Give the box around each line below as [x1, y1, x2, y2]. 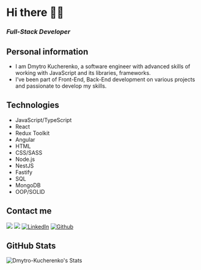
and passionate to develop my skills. [15, 82, 107, 90]
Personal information [6, 46, 89, 57]
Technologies [6, 100, 60, 110]
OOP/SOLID [15, 188, 45, 195]
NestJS [15, 162, 34, 169]
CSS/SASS [15, 148, 43, 156]
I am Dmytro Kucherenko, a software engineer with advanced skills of [15, 63, 191, 70]
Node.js [15, 155, 35, 163]
